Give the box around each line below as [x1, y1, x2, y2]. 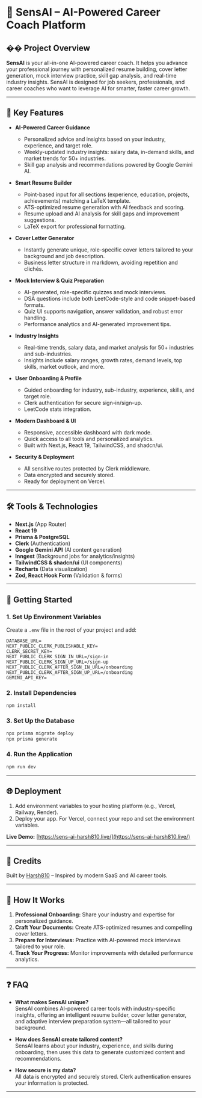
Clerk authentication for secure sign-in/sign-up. [23, 399, 142, 406]
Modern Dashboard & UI [14, 417, 76, 424]
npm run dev [6, 763, 36, 770]
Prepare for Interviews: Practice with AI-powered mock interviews [14, 937, 181, 944]
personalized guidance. [14, 918, 73, 925]
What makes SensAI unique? [14, 998, 89, 1005]
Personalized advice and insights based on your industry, [23, 135, 167, 143]
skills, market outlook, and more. [23, 363, 105, 370]
